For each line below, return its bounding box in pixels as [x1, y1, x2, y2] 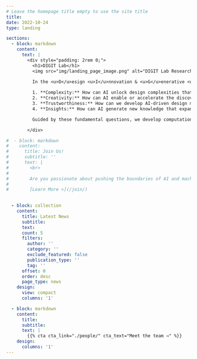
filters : [21, 235, 43, 241]
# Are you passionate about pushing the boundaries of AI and [6, 176, 180, 182]
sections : [6, 36, 30, 42]
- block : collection [11, 203, 62, 208]
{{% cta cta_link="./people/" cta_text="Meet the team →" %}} [27, 333, 182, 339]
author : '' [27, 241, 54, 247]
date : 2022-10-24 [6, 19, 49, 25]
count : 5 [21, 230, 43, 236]
